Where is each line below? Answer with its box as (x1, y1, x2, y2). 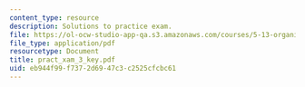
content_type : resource (9, 13, 100, 23)
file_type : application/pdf (9, 38, 116, 48)
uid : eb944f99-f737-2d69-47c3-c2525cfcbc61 (9, 64, 177, 73)
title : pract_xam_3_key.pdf (9, 55, 116, 64)
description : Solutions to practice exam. (9, 22, 172, 31)
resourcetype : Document (9, 47, 100, 56)
